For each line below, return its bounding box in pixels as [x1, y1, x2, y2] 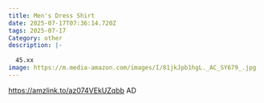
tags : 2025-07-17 [8, 26, 67, 34]
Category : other [8, 34, 63, 42]
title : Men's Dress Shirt [8, 11, 95, 20]
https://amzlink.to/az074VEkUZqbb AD [8, 85, 136, 95]
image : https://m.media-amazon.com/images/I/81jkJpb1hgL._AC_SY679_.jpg [8, 64, 257, 72]
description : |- [8, 42, 63, 50]
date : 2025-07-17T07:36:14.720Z [8, 19, 116, 27]
